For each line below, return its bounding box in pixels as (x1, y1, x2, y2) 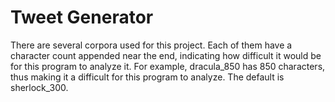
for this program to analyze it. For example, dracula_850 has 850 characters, (10, 60, 326, 72)
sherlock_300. (10, 81, 69, 93)
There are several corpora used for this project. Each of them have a (10, 39, 293, 51)
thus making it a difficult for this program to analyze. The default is (10, 71, 285, 83)
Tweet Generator (10, 6, 154, 29)
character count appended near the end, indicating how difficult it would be (10, 49, 322, 61)
